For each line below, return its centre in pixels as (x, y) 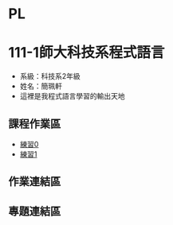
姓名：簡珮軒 (41, 86)
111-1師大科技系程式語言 (86, 53)
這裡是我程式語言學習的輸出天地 (72, 96)
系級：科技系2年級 (50, 76)
